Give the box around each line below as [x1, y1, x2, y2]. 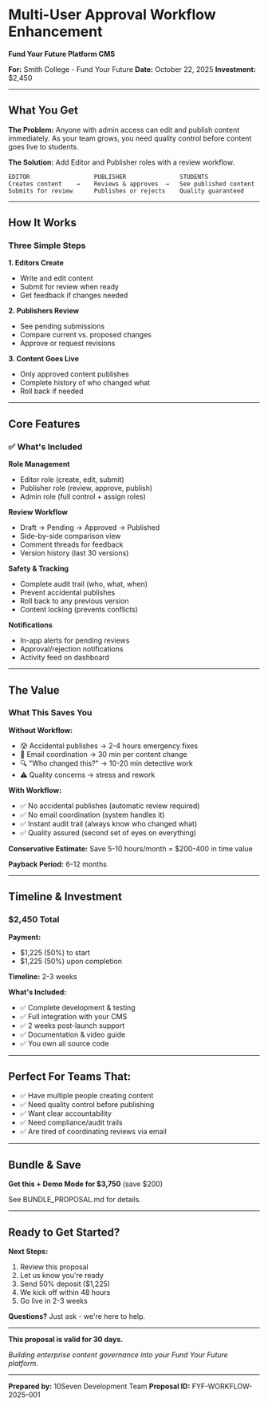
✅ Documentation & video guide [19, 1030, 126, 1039]
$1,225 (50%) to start [19, 947, 90, 957]
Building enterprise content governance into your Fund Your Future [8, 1349, 229, 1360]
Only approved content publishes [19, 369, 129, 379]
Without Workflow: [8, 725, 73, 735]
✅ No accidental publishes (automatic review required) [19, 801, 200, 811]
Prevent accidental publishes [19, 587, 116, 597]
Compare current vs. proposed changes [19, 330, 152, 340]
